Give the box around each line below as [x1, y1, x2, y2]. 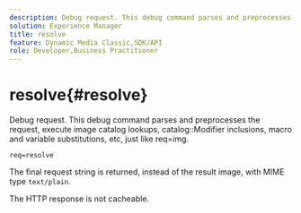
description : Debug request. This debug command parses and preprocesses [9, 13, 292, 22]
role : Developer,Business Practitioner [9, 47, 159, 55]
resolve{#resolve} [9, 85, 148, 106]
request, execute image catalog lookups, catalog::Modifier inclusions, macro [9, 124, 292, 135]
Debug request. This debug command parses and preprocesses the [9, 115, 261, 125]
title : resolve [9, 30, 66, 38]
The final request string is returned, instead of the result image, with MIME [9, 166, 285, 177]
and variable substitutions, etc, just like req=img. [9, 133, 190, 144]
